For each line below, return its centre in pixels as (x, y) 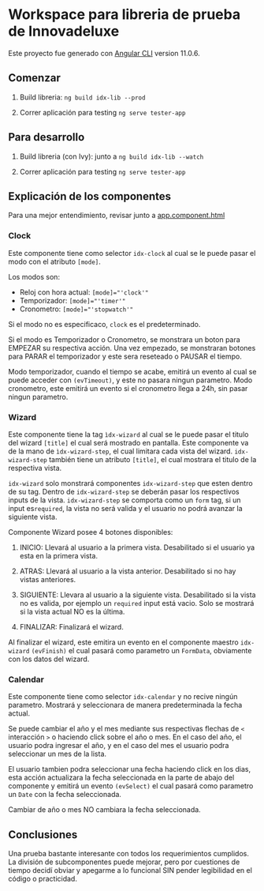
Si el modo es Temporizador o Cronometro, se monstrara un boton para (124, 339)
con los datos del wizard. (49, 659)
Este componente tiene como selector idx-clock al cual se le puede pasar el (132, 253)
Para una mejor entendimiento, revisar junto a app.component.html (117, 216)
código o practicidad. (43, 879)
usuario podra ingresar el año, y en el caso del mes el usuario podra (119, 746)
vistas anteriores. (48, 579)
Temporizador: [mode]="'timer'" (73, 300)
